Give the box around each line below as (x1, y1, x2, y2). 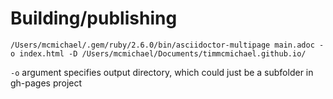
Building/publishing (10, 7, 178, 30)
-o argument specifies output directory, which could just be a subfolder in (10, 66, 314, 78)
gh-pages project (10, 77, 83, 89)
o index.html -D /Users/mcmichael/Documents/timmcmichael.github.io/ (10, 48, 307, 59)
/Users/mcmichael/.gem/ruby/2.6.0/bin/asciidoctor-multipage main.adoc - (10, 40, 325, 50)
